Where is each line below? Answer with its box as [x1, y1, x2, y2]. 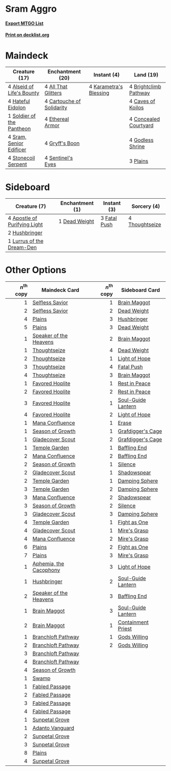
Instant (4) [93, 71, 120, 78]
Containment [118, 619, 149, 626]
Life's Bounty [8, 90, 40, 97]
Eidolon [8, 104, 26, 111]
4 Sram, [8, 134, 27, 141]
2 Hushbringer [8, 229, 43, 236]
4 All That [44, 83, 68, 90]
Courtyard [129, 122, 154, 129]
